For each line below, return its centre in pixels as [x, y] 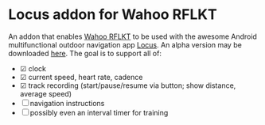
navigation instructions [67, 103]
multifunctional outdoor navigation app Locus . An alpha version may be [125, 44]
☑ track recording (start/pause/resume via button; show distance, [128, 85]
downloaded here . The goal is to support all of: [85, 53]
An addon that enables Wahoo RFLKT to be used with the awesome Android [132, 36]
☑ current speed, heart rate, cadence [81, 77]
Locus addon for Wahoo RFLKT [113, 15]
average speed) [45, 93]
